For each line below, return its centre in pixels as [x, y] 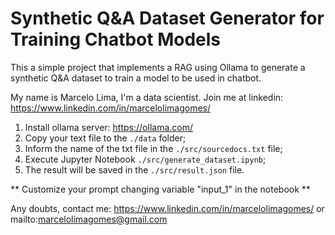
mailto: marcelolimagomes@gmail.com [89, 219]
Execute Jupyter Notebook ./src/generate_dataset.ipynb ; [145, 159]
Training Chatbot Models [116, 39]
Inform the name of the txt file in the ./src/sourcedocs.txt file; [153, 148]
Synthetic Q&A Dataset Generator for [167, 18]
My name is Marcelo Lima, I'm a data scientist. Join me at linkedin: [147, 97]
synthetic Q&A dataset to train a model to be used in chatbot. [136, 78]
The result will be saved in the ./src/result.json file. [134, 169]
